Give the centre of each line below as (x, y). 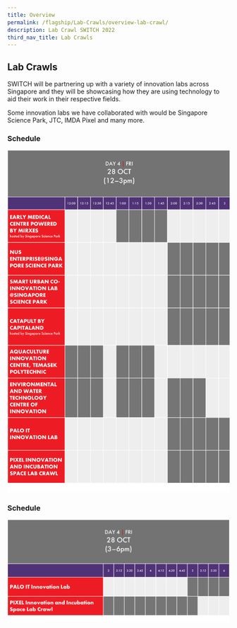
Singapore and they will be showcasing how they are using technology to (114, 91)
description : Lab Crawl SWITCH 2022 (61, 30)
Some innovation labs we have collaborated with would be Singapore (108, 113)
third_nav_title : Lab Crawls (50, 38)
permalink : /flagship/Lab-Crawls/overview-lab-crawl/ (88, 22)
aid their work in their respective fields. (64, 99)
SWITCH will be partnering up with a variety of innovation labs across (108, 84)
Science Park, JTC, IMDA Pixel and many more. (76, 120)
